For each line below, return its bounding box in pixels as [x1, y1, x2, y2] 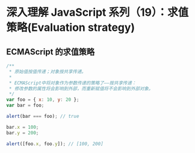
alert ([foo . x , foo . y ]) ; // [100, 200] [6, 140, 104, 147]
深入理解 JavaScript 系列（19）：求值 [6, 5, 189, 19]
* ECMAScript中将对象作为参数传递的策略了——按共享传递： [8, 80, 137, 86]
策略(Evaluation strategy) [6, 21, 135, 34]
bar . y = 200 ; [6, 129, 39, 136]
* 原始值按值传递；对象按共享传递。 [8, 68, 86, 74]
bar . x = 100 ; [6, 124, 39, 130]
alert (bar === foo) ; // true [6, 113, 79, 119]
